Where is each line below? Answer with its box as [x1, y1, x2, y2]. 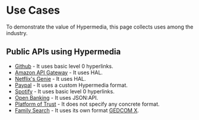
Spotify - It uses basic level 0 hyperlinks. [14, 87, 115, 95]
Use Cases [6, 4, 61, 17]
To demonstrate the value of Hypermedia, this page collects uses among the [6, 23, 194, 30]
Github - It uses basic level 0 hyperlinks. [14, 62, 114, 70]
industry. [6, 29, 28, 36]
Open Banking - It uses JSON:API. [14, 94, 99, 101]
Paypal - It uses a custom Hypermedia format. [14, 81, 128, 89]
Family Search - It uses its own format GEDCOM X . [14, 106, 140, 113]
